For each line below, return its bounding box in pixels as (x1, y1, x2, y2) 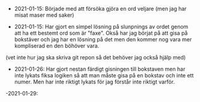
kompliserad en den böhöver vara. (14, 42, 100, 49)
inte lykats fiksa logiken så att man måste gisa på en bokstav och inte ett (14, 72, 194, 79)
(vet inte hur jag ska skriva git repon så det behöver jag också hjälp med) (5, 54, 186, 61)
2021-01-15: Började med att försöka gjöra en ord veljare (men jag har (14, 5, 187, 12)
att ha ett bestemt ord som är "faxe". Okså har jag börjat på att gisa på (14, 29, 188, 37)
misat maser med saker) (14, 11, 74, 19)
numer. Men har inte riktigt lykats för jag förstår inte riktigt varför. (14, 78, 175, 85)
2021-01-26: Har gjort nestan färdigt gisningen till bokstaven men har (14, 65, 186, 73)
